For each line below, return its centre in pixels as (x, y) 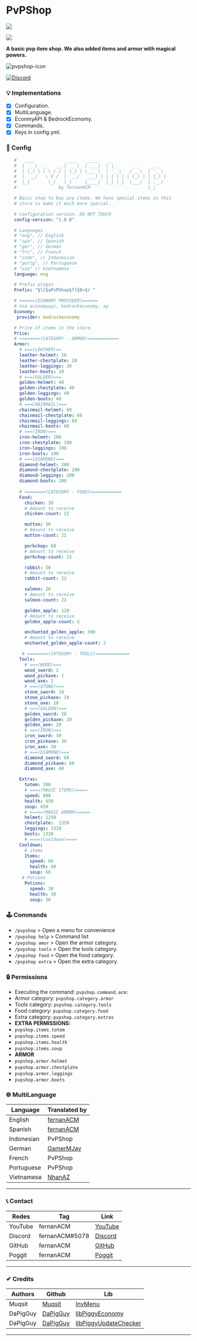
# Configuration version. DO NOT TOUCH (62, 214)
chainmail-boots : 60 (44, 426)
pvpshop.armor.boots (40, 1080)
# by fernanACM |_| (85, 188)
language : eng (31, 274)
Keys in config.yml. (38, 132)
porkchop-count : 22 (48, 557)
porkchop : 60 (40, 546)
